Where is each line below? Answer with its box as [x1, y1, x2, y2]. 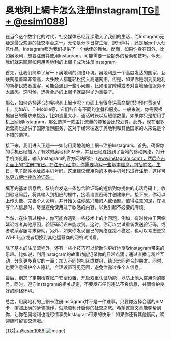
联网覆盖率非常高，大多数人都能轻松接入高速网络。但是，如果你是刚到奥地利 [5, 76, 166, 82]
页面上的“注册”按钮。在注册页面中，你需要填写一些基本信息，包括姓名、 [5, 161, 157, 167]
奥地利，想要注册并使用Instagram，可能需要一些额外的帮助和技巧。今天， [9, 52, 164, 59]
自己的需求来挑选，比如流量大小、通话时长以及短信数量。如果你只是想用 [9, 112, 161, 118]
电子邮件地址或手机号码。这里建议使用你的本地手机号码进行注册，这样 [14, 168, 161, 174]
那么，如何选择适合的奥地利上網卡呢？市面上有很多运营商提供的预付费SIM [5, 99, 161, 106]
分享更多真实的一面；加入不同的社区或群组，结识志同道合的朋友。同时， [14, 257, 166, 264]
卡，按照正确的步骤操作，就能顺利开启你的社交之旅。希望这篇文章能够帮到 [5, 304, 161, 311]
